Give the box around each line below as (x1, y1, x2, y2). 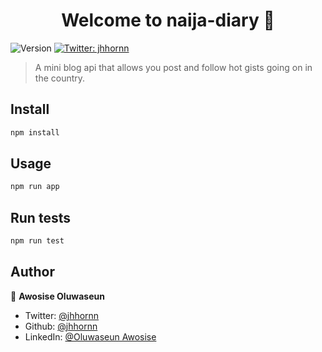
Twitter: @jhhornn (24, 309, 100, 321)
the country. (34, 72, 86, 84)
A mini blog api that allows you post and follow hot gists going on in (34, 61, 313, 73)
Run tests (10, 209, 71, 226)
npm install (10, 127, 60, 138)
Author (10, 264, 55, 281)
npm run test (10, 236, 65, 246)
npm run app (10, 182, 60, 192)
